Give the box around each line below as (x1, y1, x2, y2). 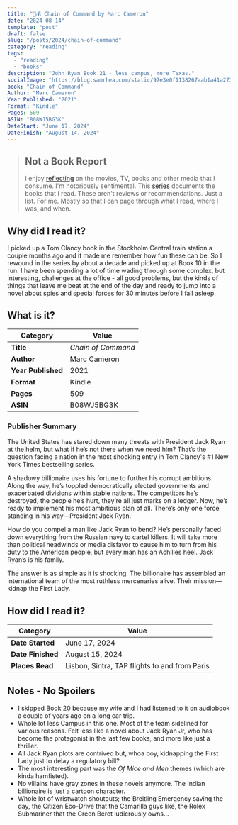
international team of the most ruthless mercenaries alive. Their (7, 577, 193, 585)
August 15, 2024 (64, 649, 123, 659)
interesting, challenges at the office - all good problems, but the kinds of (7, 274, 218, 282)
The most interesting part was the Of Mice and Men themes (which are (17, 764, 225, 773)
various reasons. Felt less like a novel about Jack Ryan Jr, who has (17, 726, 212, 735)
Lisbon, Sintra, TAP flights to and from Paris (64, 660, 210, 670)
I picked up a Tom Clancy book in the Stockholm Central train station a (7, 244, 212, 252)
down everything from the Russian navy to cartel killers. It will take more (7, 533, 218, 541)
